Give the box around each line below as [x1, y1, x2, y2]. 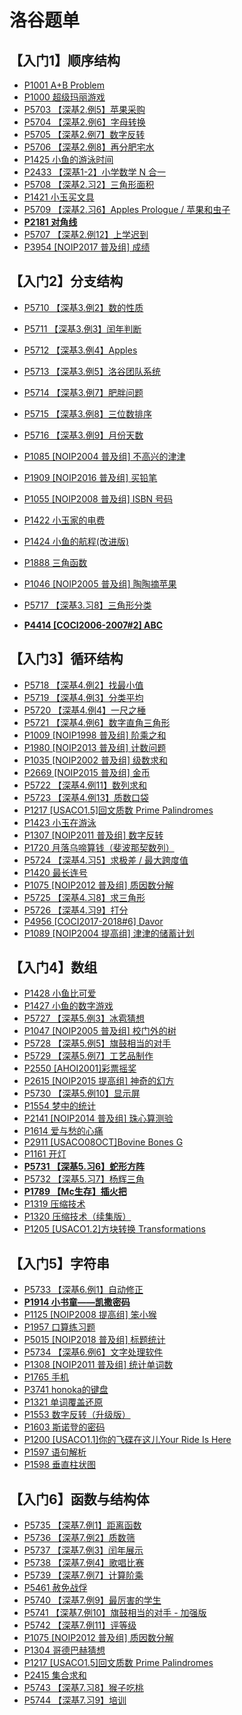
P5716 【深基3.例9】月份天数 [23, 429, 144, 441]
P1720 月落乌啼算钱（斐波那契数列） [23, 841, 175, 853]
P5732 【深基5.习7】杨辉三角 [23, 1173, 145, 1185]
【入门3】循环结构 [9, 651, 124, 668]
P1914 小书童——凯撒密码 [23, 1296, 131, 1308]
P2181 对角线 [23, 216, 78, 228]
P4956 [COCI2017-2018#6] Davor [23, 915, 164, 927]
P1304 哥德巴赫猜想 [23, 1644, 106, 1656]
